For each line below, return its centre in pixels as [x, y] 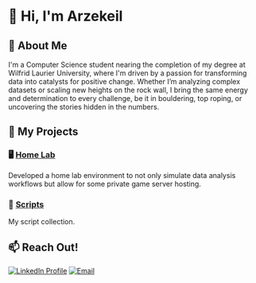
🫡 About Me [38, 46]
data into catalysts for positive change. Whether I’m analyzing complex [124, 81]
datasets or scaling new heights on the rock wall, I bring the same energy [128, 90]
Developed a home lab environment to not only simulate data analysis [122, 175]
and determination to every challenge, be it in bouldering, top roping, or [125, 98]
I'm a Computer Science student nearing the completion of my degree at [127, 64]
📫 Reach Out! [43, 248]
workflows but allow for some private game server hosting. [105, 184]
